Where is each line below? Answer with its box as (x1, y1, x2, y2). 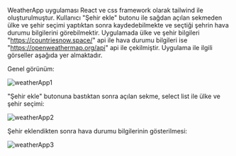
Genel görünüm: (7, 65, 55, 73)
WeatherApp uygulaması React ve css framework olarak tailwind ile (7, 6, 203, 14)
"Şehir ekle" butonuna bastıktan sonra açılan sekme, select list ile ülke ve (7, 92, 221, 100)
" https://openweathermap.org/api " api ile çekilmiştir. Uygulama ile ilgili (7, 44, 213, 52)
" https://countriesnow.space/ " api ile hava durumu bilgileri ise (7, 36, 188, 44)
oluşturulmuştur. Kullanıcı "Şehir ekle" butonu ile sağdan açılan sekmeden (7, 13, 223, 22)
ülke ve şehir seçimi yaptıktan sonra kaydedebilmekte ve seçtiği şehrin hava (7, 21, 229, 29)
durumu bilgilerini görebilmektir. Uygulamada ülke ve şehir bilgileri (7, 28, 200, 37)
